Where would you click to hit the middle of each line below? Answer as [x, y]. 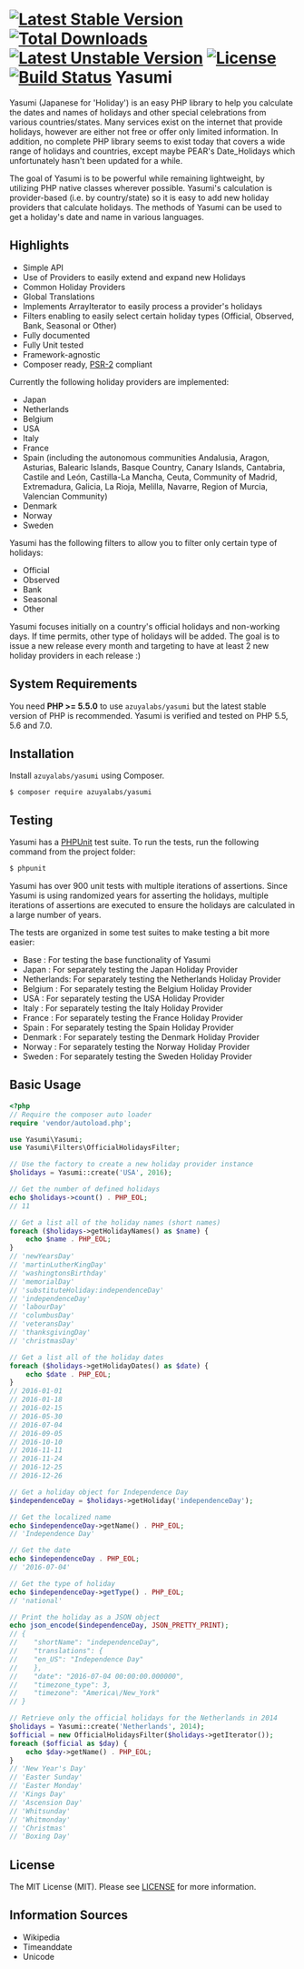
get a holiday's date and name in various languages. [107, 217]
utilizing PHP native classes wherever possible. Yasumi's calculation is [141, 187]
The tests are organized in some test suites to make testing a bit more [140, 933]
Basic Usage [45, 1085]
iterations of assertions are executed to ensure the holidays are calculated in [152, 905]
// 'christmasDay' [44, 1341]
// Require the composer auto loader [81, 1115]
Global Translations [59, 297]
